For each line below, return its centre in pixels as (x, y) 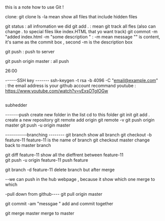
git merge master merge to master (40, 213)
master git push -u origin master (38, 125)
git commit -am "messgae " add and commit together (59, 204)
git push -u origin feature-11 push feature (47, 160)
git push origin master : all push (37, 61)
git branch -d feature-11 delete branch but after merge (60, 170)
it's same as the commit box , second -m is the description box (69, 42)
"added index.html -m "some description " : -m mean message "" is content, (83, 37)
